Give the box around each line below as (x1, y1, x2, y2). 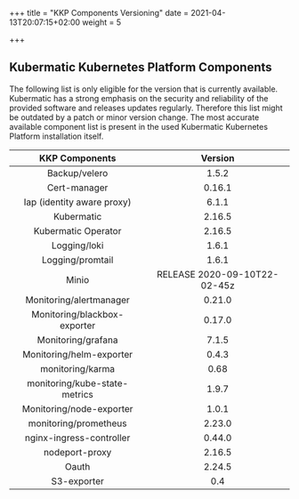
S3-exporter (51, 475, 105, 487)
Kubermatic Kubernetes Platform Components (9, 60, 273, 75)
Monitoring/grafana (36, 334, 118, 346)
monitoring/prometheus (28, 417, 127, 430)
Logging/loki (51, 239, 104, 252)
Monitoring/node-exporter (21, 402, 133, 414)
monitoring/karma (39, 362, 116, 374)
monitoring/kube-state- (26, 377, 129, 390)
